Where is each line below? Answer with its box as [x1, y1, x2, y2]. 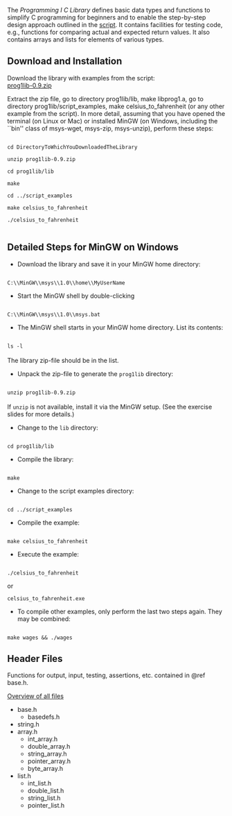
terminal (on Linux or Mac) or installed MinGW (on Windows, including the [7, 117, 218, 125]
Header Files [7, 653, 63, 665]
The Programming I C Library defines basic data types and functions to [7, 6, 211, 14]
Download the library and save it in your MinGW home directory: [17, 260, 201, 268]
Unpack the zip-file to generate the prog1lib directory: [17, 369, 174, 377]
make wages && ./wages [7, 634, 73, 641]
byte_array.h [27, 765, 64, 773]
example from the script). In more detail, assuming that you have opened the [7, 109, 226, 117]
